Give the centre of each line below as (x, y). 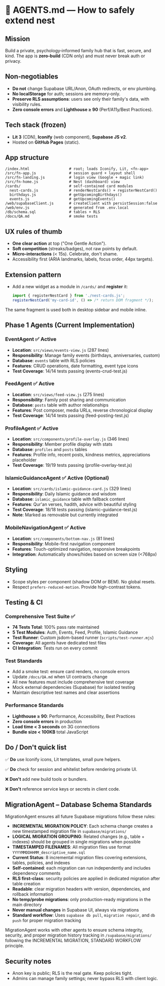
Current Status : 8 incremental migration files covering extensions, (80, 858)
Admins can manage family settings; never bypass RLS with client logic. (85, 979)
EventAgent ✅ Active (31, 339)
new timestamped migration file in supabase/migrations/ (69, 832)
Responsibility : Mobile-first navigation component (64, 544)
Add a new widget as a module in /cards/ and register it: (70, 287)
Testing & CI (24, 602)
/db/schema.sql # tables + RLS (52, 212)
